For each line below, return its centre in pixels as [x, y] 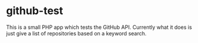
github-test [35, 11]
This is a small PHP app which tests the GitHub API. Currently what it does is [99, 27]
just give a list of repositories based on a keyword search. [76, 33]
